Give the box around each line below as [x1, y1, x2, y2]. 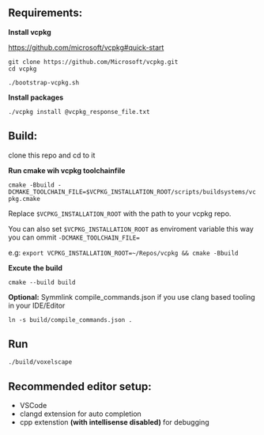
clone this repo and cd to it [8, 150, 96, 160]
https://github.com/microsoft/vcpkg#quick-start [8, 43, 164, 52]
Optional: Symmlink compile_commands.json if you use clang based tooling [8, 292, 255, 301]
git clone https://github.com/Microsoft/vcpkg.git [8, 58, 179, 66]
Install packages [8, 93, 64, 102]
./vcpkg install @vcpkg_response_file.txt [8, 108, 150, 115]
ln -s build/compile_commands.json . [8, 316, 133, 323]
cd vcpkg [8, 65, 37, 73]
